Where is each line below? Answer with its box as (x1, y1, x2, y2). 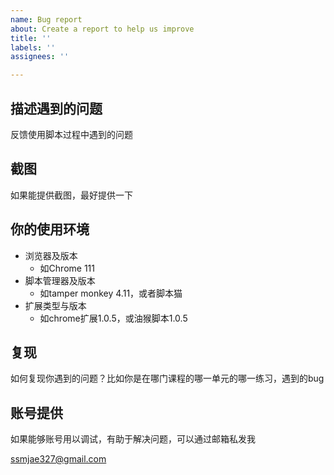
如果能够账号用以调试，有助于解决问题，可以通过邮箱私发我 (10, 433, 256, 445)
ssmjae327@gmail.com (10, 453, 107, 465)
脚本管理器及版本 (24, 274, 96, 286)
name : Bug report (10, 14, 83, 25)
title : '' (10, 33, 52, 43)
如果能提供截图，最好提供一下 (10, 189, 133, 201)
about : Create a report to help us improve (10, 24, 195, 34)
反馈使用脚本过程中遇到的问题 (10, 128, 133, 140)
